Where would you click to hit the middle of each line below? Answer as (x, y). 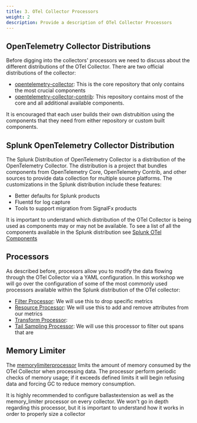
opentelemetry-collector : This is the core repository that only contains (99, 84)
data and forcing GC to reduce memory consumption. (71, 384)
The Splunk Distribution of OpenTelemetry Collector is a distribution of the (96, 160)
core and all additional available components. (69, 103)
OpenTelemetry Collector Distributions (79, 46)
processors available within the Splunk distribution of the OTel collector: (93, 290)
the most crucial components (50, 90)
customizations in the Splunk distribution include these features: (84, 184)
